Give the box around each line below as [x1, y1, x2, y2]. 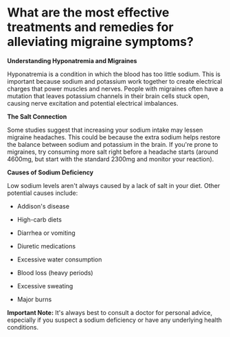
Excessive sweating [16, 281, 73, 290]
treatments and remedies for [7, 19, 174, 35]
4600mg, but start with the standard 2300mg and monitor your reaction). [7, 154, 214, 163]
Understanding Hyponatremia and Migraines [7, 56, 137, 65]
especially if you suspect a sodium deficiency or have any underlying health [7, 316, 222, 324]
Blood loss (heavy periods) [16, 268, 94, 277]
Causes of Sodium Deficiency [7, 168, 94, 176]
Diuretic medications [16, 242, 76, 250]
